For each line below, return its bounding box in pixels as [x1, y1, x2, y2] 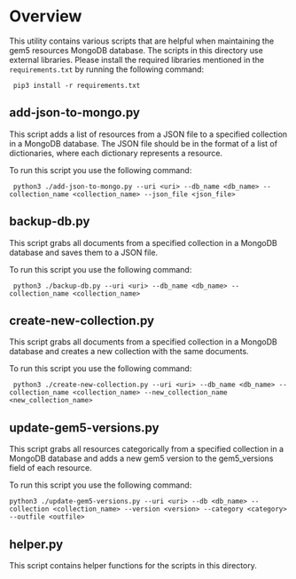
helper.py [9, 536, 64, 551]
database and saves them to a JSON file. [9, 247, 158, 258]
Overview [9, 6, 82, 27]
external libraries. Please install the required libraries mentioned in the [9, 54, 264, 65]
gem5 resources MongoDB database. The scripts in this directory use [9, 44, 263, 55]
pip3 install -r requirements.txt [12, 81, 141, 90]
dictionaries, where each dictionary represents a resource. [9, 147, 223, 158]
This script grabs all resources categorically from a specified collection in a [9, 444, 284, 455]
